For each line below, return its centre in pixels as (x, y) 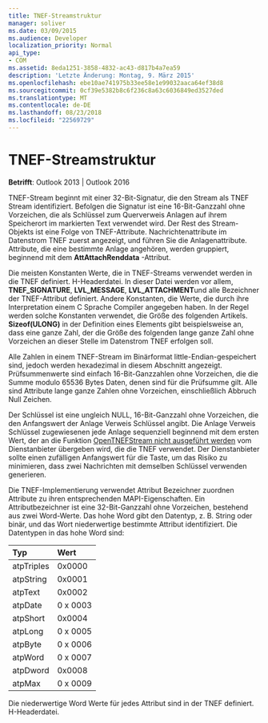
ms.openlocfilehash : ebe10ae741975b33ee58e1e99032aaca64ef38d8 (116, 83)
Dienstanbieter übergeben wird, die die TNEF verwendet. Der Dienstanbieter (134, 449)
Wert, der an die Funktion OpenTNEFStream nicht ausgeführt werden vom (130, 440)
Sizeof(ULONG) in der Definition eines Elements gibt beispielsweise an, (126, 324)
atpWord (28, 657)
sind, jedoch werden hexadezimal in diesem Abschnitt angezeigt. (115, 365)
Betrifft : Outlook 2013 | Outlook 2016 (69, 182)
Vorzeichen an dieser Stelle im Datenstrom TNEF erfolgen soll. (111, 341)
